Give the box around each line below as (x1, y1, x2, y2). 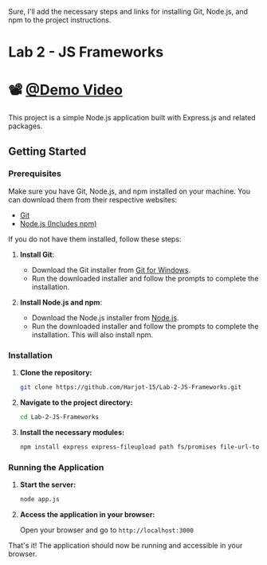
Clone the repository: (19, 368, 92, 378)
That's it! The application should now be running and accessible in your (8, 540, 243, 550)
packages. (8, 121, 43, 131)
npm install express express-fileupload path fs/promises (19, 442, 217, 451)
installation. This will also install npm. (31, 330, 154, 339)
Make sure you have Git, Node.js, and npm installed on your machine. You (8, 186, 251, 196)
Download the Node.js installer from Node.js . (31, 312, 179, 322)
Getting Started (8, 144, 87, 158)
